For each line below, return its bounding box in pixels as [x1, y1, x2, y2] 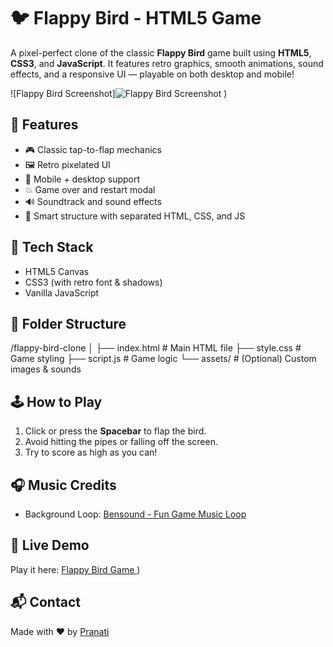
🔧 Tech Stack [10, 239, 94, 256]
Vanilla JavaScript [24, 286, 100, 299]
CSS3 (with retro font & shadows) [24, 276, 163, 288]
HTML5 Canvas [24, 265, 90, 277]
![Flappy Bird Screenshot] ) [10, 87, 228, 99]
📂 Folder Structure [10, 315, 127, 332]
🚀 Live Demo [10, 537, 90, 554]
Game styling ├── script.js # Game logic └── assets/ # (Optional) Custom [10, 353, 317, 365]
